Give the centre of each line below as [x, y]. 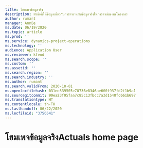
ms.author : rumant [24, 82]
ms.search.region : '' [27, 73]
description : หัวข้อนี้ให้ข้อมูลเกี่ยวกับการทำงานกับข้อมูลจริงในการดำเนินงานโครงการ [66, 14]
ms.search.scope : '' [26, 59]
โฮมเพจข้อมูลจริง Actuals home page [72, 137]
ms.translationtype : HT [29, 100]
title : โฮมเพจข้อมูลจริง [24, 9]
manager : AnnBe [20, 23]
